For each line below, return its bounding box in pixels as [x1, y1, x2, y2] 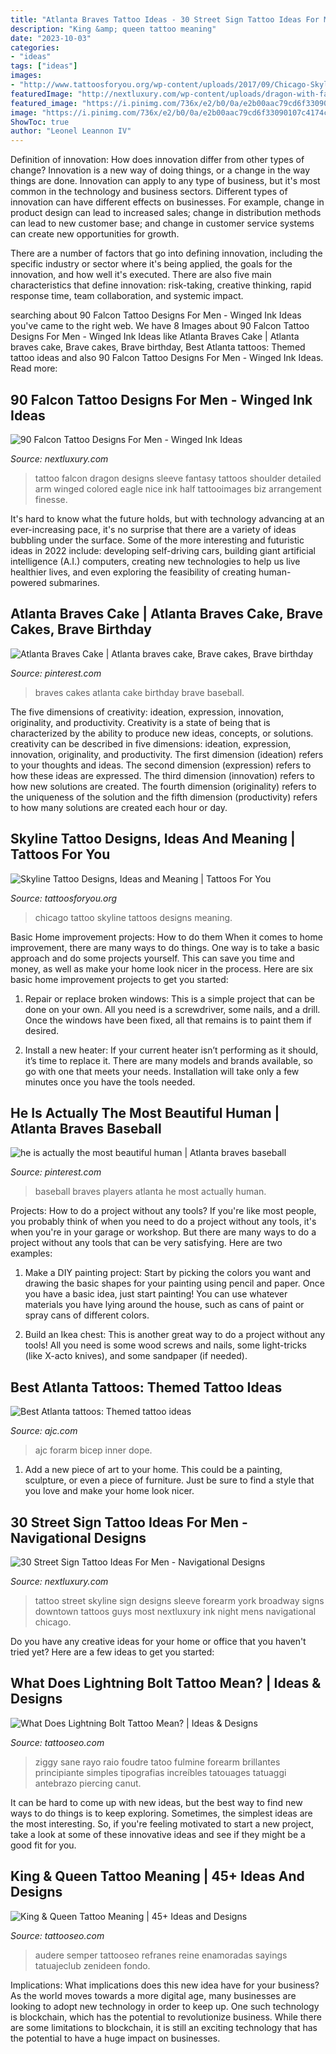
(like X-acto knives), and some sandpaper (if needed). [24, 1350, 248, 1362]
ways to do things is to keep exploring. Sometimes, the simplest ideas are [10, 1807, 313, 1819]
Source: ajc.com [10, 1425, 78, 1437]
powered [10, 576, 47, 588]
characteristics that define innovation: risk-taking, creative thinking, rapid [10, 279, 312, 291]
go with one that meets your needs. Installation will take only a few [24, 1065, 300, 1077]
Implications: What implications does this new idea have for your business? [10, 1979, 320, 1991]
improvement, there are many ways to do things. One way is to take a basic [10, 941, 320, 953]
